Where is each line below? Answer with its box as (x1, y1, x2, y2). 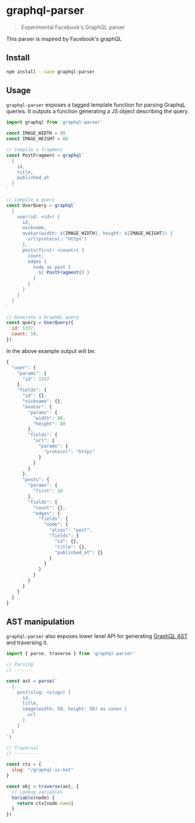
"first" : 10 (32, 488, 63, 494)
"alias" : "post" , (49, 527, 93, 533)
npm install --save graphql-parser (6, 69, 95, 75)
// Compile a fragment (6, 147, 63, 153)
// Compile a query (6, 197, 55, 203)
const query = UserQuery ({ (6, 320, 74, 326)
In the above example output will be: (6, 347, 96, 354)
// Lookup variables (11, 789, 63, 795)
